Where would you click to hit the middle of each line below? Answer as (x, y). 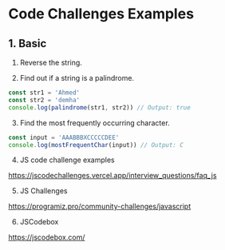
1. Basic (28, 44)
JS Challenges (43, 191)
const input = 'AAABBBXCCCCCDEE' (64, 137)
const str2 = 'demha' (44, 100)
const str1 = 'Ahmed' (44, 93)
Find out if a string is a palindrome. (77, 78)
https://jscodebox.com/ (47, 237)
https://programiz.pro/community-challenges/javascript (100, 206)
